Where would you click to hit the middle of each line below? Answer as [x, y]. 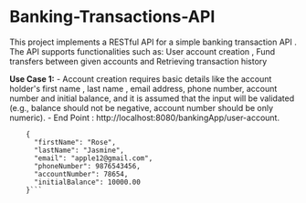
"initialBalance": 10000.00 [87, 182]
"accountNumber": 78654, [81, 174]
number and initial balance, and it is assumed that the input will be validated [152, 98]
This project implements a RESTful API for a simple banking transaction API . [153, 42]
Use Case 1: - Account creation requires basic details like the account [141, 78]
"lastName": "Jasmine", [79, 150]
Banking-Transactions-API [112, 17]
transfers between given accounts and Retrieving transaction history [138, 61]
